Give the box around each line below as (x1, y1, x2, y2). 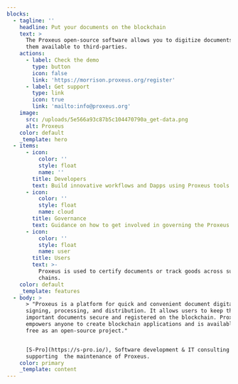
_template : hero (19, 136, 68, 143)
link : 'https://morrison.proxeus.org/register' (32, 76, 175, 84)
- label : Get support (25, 83, 90, 90)
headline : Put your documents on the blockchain (19, 23, 166, 31)
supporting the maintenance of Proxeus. (25, 353, 151, 360)
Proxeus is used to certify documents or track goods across (38, 268, 223, 275)
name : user (38, 248, 71, 256)
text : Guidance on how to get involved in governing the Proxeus (32, 221, 230, 229)
